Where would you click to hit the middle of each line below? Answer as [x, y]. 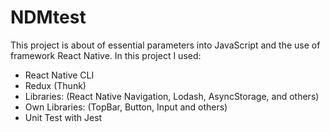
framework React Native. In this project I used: [106, 55]
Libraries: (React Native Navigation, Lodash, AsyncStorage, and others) [172, 96]
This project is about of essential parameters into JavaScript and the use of [165, 45]
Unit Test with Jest [63, 117]
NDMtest [48, 17]
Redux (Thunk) [55, 85]
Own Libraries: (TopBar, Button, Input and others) [126, 107]
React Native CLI [59, 75]
